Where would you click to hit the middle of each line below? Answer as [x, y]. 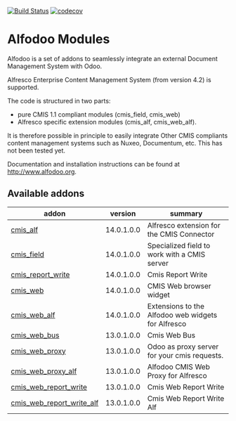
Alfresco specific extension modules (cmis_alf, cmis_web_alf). [107, 122]
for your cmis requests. [185, 355]
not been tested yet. [36, 150]
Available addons [46, 194]
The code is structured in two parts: [59, 101]
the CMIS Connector [181, 234]
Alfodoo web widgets [182, 315]
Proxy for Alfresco [177, 375]
